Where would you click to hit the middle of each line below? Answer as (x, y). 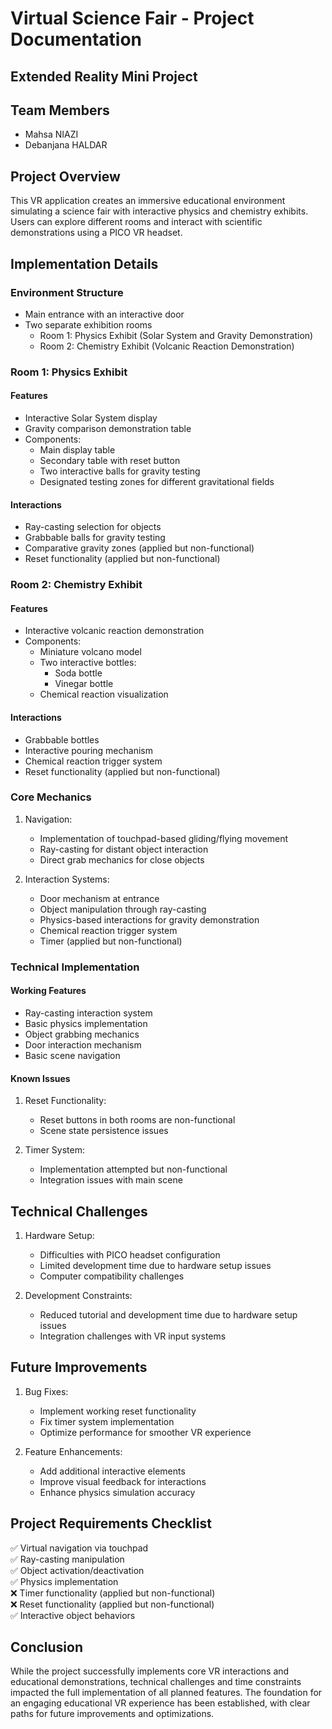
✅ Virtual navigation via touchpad (79, 1548)
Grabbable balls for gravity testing (95, 538)
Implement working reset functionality (118, 1411)
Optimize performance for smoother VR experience (145, 1432)
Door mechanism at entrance (99, 898)
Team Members (60, 110)
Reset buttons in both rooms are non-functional (137, 1120)
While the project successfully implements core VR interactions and (150, 1671)
